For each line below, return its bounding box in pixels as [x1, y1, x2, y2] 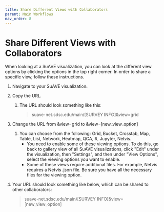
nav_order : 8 [5, 16, 32, 21]
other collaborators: [12, 187, 52, 193]
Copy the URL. [12, 93, 41, 99]
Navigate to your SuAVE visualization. [12, 83, 88, 89]
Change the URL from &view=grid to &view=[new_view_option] [12, 121, 138, 127]
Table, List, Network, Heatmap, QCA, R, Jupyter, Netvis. [19, 136, 132, 142]
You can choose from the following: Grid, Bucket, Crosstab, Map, [19, 131, 150, 136]
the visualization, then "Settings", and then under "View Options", [26, 152, 159, 157]
